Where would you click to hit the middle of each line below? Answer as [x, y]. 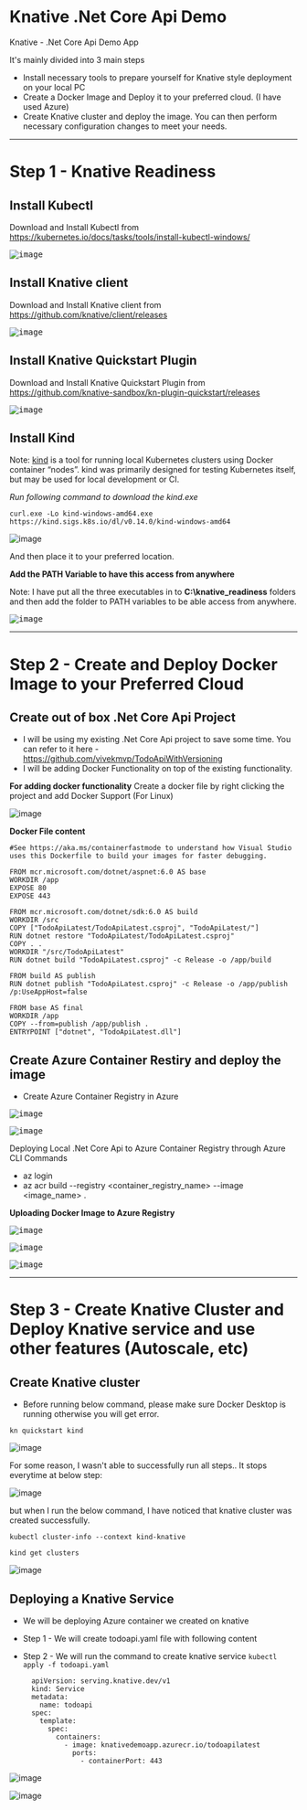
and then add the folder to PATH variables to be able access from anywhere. [153, 602]
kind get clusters [44, 1553]
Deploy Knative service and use [132, 1330]
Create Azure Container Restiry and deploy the [145, 1060]
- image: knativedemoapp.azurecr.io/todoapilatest [162, 1745]
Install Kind [42, 437]
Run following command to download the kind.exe [104, 497]
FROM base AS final [47, 1008]
